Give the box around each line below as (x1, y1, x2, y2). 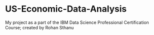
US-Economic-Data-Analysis (5, 3, 127, 15)
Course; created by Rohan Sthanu (5, 24, 74, 30)
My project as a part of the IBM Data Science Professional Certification (5, 19, 149, 25)
